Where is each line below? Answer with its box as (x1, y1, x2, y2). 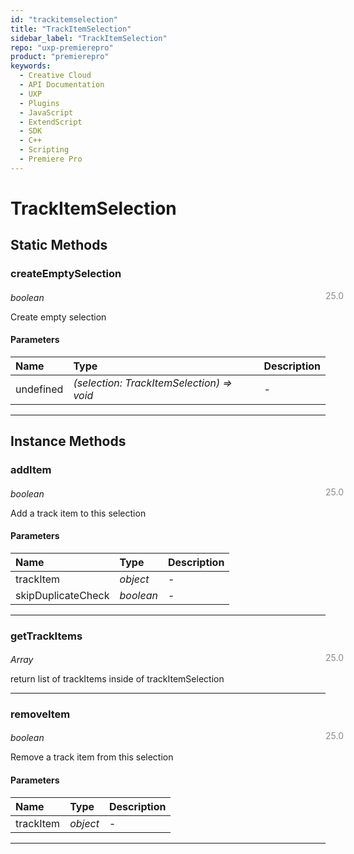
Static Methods (10, 237, 108, 254)
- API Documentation (19, 80, 105, 90)
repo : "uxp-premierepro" (10, 42, 114, 53)
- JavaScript (19, 107, 74, 118)
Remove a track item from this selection (10, 751, 174, 763)
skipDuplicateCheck (15, 588, 110, 602)
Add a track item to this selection (10, 507, 147, 519)
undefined (15, 382, 64, 396)
